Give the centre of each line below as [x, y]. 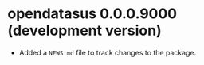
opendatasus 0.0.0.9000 [92, 14]
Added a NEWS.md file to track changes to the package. [108, 52]
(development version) [84, 31]
